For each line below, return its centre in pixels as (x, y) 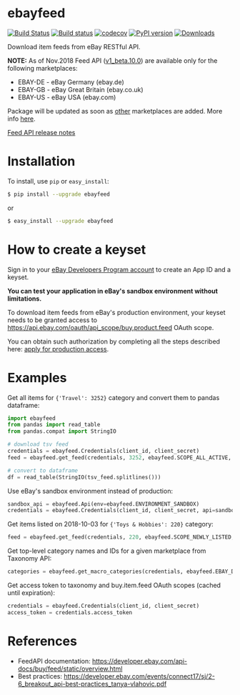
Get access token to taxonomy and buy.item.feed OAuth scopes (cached (114, 585)
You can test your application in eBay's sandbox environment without (112, 291)
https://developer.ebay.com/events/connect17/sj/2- (140, 676)
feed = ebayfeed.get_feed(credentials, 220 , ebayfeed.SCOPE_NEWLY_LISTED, (121, 537)
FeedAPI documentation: (54, 661)
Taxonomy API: (30, 559)
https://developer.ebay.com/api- (140, 661)
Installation (41, 161)
